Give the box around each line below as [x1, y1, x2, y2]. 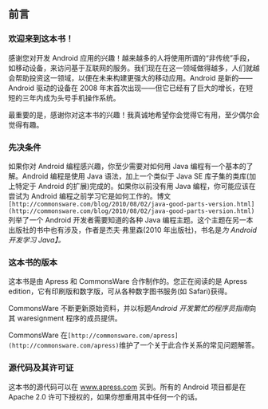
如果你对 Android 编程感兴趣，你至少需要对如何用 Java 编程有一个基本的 [8, 161, 246, 171]
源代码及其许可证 [8, 362, 74, 373]
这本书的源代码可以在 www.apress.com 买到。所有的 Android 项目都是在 [8, 382, 246, 391]
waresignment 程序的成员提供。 [17, 313, 122, 323]
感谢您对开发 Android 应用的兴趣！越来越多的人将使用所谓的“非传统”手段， [8, 53, 254, 62]
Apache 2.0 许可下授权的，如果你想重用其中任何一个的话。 [8, 391, 202, 401]
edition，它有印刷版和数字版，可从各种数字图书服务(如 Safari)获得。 [8, 286, 232, 297]
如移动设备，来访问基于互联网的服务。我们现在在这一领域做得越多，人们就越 [8, 63, 260, 73]
